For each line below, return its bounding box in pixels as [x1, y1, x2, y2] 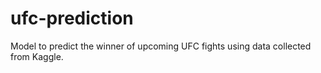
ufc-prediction [10, 7, 134, 30]
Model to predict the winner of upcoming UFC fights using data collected [10, 40, 312, 52]
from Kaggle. [10, 50, 64, 62]
